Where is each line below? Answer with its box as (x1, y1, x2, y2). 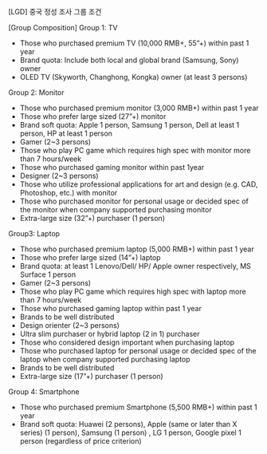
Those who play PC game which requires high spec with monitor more (19, 146, 251, 155)
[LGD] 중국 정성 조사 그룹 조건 (8, 7, 102, 16)
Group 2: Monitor (8, 88, 65, 97)
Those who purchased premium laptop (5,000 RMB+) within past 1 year (19, 244, 254, 254)
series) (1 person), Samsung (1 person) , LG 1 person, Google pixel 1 (19, 428, 241, 437)
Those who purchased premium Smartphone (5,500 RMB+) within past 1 (19, 402, 257, 412)
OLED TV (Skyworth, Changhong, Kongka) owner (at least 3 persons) (19, 73, 248, 81)
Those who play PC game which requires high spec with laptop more (19, 286, 246, 296)
